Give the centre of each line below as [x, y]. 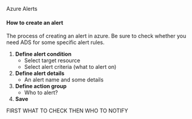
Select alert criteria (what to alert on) [70, 67]
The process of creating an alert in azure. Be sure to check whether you [96, 36]
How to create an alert [35, 22]
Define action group [41, 86]
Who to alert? [41, 92]
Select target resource [52, 60]
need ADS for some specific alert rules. [56, 42]
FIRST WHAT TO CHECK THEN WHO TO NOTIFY [67, 111]
